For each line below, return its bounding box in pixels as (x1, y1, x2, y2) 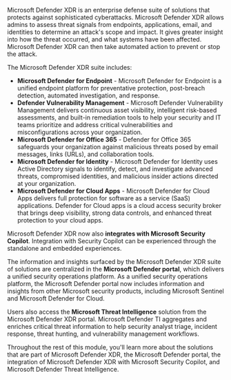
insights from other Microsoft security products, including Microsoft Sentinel (7, 287, 224, 295)
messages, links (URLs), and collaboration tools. (17, 150, 154, 158)
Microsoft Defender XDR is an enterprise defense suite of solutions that (7, 6, 210, 14)
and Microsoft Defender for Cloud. (7, 294, 105, 303)
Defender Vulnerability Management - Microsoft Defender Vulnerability (17, 99, 223, 106)
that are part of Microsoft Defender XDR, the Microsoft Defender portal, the (7, 350, 221, 359)
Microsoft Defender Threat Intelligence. (7, 365, 119, 373)
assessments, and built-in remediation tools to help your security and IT (17, 113, 221, 122)
